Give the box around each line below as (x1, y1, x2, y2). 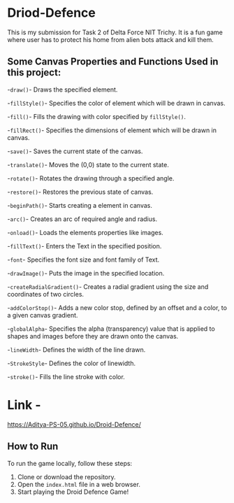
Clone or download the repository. (17, 472, 117, 481)
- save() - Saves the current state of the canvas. (7, 147, 143, 155)
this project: (7, 66, 61, 78)
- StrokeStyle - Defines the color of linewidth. (7, 359, 136, 367)
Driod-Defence (7, 5, 96, 21)
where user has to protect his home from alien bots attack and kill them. (7, 35, 214, 43)
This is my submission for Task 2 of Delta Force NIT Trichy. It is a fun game (7, 28, 224, 36)
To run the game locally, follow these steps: (7, 459, 133, 467)
